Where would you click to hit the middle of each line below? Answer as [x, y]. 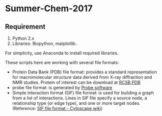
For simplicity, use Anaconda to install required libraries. [62, 53]
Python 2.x [23, 38]
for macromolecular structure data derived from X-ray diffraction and [82, 77]
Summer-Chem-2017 [49, 9]
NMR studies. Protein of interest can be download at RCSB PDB [76, 82]
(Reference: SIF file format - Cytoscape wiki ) [57, 108]
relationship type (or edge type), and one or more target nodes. [76, 103]
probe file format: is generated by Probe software [62, 88]
